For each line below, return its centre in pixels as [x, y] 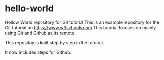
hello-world [30, 9]
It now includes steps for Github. [38, 52]
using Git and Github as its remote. [40, 33]
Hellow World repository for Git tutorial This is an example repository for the [82, 22]
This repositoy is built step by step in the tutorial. [55, 42]
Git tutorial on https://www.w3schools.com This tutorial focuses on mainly [81, 27]
